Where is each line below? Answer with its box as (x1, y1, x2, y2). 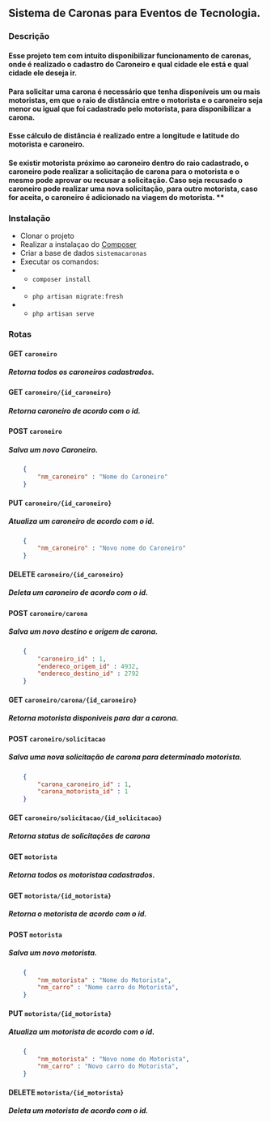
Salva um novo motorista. (8, 948, 98, 958)
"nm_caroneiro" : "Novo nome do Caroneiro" (37, 544, 186, 553)
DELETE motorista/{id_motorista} (8, 1087, 125, 1097)
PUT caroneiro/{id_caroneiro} (8, 498, 112, 508)
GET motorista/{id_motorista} (8, 890, 112, 900)
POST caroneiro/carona (8, 608, 88, 618)
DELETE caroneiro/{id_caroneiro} (8, 569, 125, 579)
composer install (32, 275, 91, 283)
